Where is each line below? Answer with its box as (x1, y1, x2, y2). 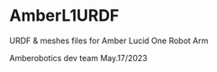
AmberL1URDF (9, 5, 120, 26)
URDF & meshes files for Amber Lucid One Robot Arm (9, 35, 209, 46)
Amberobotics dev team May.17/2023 (9, 52, 149, 63)
